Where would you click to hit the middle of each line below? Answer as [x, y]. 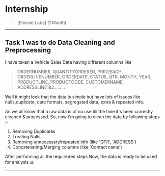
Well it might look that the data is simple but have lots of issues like [73, 97]
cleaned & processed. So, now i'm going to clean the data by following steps [82, 117]
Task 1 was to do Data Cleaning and [60, 43]
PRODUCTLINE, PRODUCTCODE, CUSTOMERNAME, [70, 82]
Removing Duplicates [34, 131]
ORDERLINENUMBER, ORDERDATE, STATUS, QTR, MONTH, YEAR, [84, 76]
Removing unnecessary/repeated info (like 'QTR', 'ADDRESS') [74, 142]
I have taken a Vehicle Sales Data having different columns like [68, 62]
